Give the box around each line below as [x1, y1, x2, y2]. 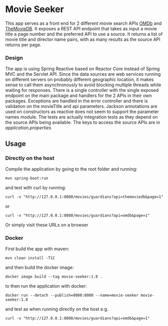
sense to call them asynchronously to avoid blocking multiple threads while [5, 82, 161, 88]
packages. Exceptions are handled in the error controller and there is [5, 98, 148, 104]
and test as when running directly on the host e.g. [5, 306, 108, 312]
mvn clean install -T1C [5, 256, 55, 261]
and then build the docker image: [5, 264, 74, 270]
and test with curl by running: [5, 184, 67, 190]
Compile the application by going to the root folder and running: [5, 166, 138, 172]
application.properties [5, 125, 51, 131]
